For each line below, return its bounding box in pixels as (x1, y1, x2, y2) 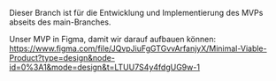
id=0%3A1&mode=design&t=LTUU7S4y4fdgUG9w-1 (9, 62, 201, 72)
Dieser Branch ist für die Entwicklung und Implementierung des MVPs (9, 8, 264, 18)
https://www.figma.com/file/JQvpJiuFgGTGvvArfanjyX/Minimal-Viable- (9, 43, 267, 54)
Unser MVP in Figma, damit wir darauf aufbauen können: (9, 34, 217, 44)
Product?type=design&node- (9, 53, 115, 63)
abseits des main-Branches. (9, 17, 111, 27)
